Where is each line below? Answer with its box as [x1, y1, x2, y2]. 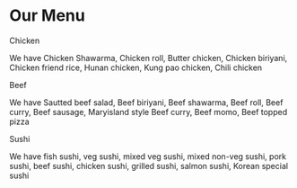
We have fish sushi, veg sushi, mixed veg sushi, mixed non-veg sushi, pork [9, 150, 287, 162]
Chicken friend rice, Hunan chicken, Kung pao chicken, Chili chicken [9, 62, 263, 73]
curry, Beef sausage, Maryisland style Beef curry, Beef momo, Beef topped [9, 106, 288, 117]
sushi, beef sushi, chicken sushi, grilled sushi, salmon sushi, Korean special [9, 160, 289, 171]
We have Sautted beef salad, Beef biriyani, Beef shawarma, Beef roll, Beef [9, 96, 284, 108]
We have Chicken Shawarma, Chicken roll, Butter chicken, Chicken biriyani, [9, 52, 288, 63]
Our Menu [9, 5, 85, 26]
